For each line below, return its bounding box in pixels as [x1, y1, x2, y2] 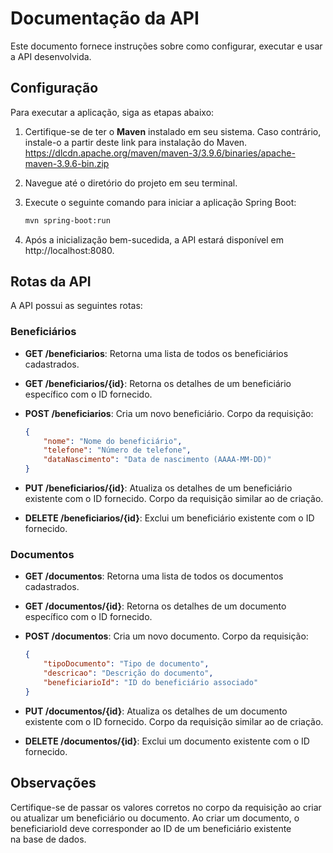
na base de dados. [10, 833, 87, 845]
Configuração [10, 80, 99, 97]
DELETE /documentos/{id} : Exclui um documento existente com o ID [24, 735, 310, 747]
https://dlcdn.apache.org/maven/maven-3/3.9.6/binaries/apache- [24, 147, 296, 159]
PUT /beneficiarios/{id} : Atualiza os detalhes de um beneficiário [24, 482, 293, 494]
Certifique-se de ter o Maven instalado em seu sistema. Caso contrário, [24, 125, 322, 137]
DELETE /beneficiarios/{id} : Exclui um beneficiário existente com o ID [24, 512, 315, 524]
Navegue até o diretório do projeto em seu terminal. [24, 177, 238, 189]
